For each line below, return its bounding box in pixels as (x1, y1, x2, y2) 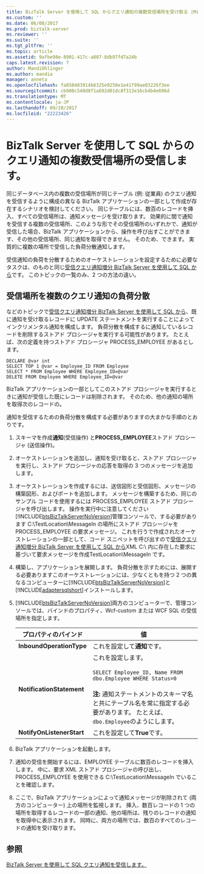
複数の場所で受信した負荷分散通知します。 (22, 243, 129, 251)
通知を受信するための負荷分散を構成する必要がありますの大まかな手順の (6, 413, 187, 421)
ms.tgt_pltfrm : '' (6, 43, 53, 49)
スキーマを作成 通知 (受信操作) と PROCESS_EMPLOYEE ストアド (15, 434, 173, 441)
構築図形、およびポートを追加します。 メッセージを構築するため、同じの (15, 490, 197, 498)
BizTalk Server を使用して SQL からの (6, 138, 194, 152)
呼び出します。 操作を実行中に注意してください (31, 505, 149, 513)
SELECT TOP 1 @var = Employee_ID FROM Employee (6, 364, 129, 370)
